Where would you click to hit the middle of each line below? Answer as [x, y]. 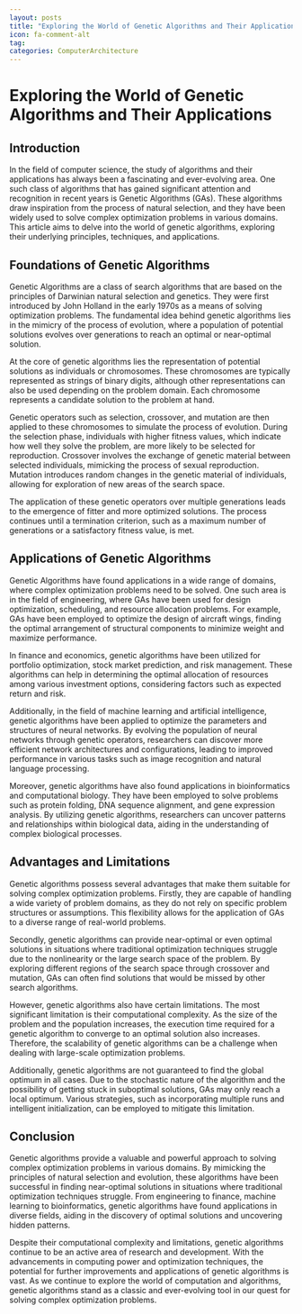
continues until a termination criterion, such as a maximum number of [138, 521]
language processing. [49, 768]
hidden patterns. [40, 1225]
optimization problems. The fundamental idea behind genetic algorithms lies [150, 315]
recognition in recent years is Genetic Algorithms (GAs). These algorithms [146, 198]
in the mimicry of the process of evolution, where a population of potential [147, 324]
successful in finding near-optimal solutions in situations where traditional [146, 1187]
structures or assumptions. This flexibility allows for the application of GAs [147, 912]
